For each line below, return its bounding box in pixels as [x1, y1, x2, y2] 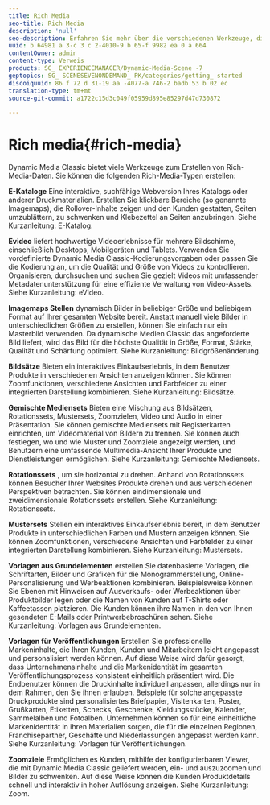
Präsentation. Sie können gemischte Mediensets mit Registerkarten [8, 420, 231, 430]
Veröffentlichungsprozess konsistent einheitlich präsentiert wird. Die [8, 671, 235, 680]
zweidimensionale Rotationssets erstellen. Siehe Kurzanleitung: [8, 496, 218, 506]
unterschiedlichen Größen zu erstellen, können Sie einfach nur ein [8, 320, 227, 330]
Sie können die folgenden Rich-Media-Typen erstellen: [55, 171, 236, 181]
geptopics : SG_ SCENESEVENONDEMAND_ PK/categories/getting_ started [8, 72, 243, 80]
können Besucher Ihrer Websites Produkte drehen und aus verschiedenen [8, 478, 253, 488]
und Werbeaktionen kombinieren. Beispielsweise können [65, 578, 253, 588]
